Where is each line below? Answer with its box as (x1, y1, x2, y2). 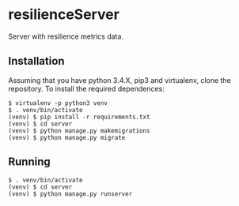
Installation (8, 54, 65, 68)
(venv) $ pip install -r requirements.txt (8, 113, 150, 121)
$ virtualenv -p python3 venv (8, 99, 108, 107)
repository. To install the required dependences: (8, 84, 165, 93)
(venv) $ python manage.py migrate (8, 133, 126, 141)
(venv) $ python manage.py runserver (8, 189, 133, 198)
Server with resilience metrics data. (8, 32, 124, 41)
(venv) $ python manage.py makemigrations (8, 126, 150, 135)
